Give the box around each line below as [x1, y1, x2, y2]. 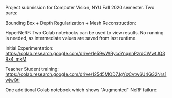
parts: [5, 10, 18, 16]
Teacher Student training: [5, 66, 59, 72]
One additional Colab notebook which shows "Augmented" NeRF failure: [5, 87, 158, 93]
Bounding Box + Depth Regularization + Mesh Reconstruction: [5, 20, 136, 26]
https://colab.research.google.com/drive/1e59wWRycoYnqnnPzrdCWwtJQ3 [5, 51, 165, 56]
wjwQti [5, 77, 20, 83]
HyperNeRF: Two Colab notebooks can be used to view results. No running [5, 30, 164, 35]
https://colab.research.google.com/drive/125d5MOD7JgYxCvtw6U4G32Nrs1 [5, 71, 167, 77]
